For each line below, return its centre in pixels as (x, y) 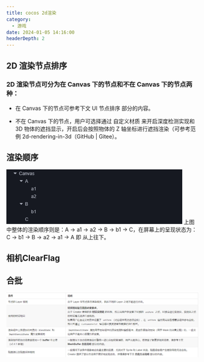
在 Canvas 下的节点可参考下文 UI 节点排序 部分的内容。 (84, 108)
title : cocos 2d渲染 (31, 13)
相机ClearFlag (33, 259)
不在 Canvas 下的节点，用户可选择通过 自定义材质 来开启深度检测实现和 (105, 121)
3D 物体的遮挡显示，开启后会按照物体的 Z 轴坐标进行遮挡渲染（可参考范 (105, 129)
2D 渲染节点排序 (37, 66)
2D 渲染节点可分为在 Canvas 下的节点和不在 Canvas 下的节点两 (100, 84)
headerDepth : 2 (26, 39)
